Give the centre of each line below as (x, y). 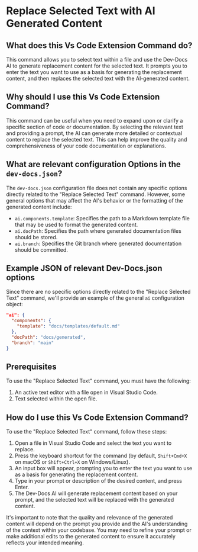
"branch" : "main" (33, 343)
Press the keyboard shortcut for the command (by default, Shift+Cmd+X (101, 456)
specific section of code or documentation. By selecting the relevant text (95, 127)
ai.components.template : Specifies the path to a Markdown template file (102, 218)
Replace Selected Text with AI (81, 11)
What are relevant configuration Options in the (94, 164)
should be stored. (36, 237)
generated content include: (39, 207)
